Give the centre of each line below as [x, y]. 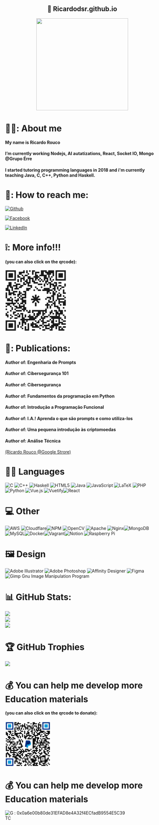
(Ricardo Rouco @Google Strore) [38, 452]
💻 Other [23, 511]
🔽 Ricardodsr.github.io [82, 9]
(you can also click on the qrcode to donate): [51, 713]
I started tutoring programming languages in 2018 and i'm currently [75, 170]
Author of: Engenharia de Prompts [41, 362]
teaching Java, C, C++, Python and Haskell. [50, 175]
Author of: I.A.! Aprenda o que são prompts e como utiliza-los [69, 418]
